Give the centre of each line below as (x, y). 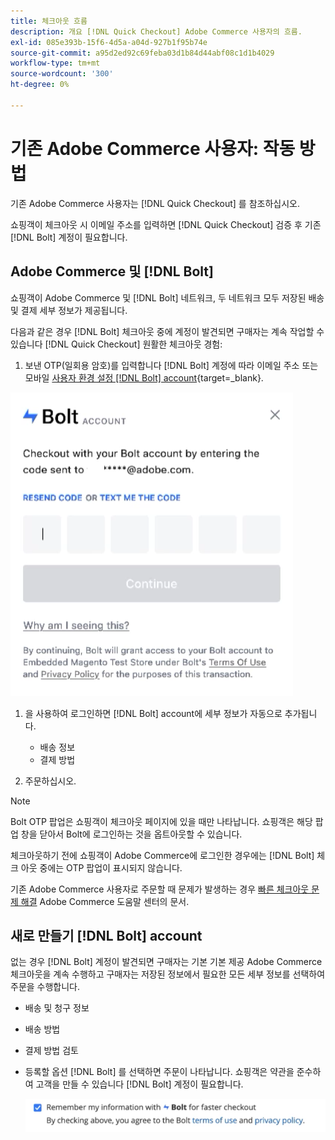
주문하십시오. (50, 781)
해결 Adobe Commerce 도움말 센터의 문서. (105, 901)
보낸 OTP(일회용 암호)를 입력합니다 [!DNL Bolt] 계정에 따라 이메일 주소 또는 (171, 365)
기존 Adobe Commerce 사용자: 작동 (153, 148)
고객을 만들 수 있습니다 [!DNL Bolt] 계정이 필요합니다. (139, 1084)
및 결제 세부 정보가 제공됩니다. (69, 310)
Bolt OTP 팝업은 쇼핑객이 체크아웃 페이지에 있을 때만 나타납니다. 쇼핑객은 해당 (161, 821)
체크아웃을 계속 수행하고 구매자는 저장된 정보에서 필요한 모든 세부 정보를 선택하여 (168, 974)
